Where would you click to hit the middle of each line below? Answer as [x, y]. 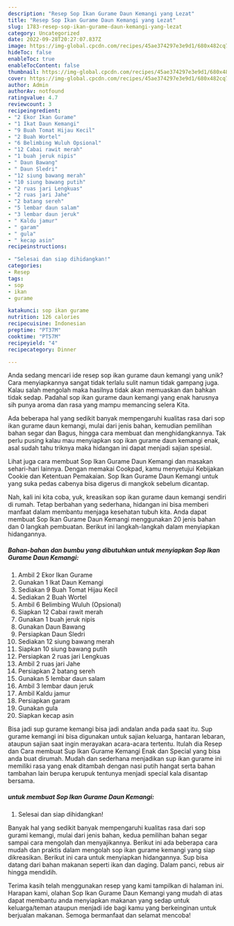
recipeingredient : [34, 111]
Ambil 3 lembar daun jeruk [56, 686]
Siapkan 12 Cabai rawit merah [60, 612]
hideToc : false [30, 53]
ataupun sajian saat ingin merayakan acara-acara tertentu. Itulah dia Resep [115, 744]
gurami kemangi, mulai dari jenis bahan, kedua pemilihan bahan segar [108, 835]
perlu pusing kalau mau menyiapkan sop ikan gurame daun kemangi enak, [114, 441]
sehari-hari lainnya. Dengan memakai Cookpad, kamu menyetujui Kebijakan [116, 469]
